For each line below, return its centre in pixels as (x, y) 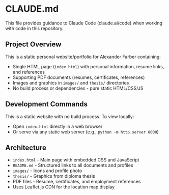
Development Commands (47, 104)
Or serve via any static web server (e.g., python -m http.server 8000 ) (86, 132)
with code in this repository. (34, 28)
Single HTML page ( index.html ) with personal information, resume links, (88, 66)
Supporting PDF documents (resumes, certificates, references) (79, 77)
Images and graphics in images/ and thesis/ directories (71, 82)
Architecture (26, 147)
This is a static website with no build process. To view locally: (70, 116)
